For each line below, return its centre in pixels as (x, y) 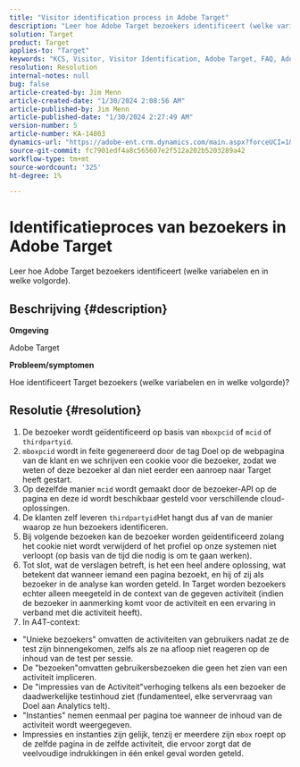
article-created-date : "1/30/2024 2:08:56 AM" (97, 101)
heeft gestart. (47, 479)
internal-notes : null (50, 76)
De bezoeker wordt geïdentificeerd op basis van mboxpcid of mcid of (147, 432)
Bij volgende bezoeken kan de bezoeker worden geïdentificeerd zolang (153, 536)
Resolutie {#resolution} (75, 411)
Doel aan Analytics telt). (66, 705)
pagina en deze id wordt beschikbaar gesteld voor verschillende (140, 498)
